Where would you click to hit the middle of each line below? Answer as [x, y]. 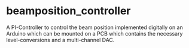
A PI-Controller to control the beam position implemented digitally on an [95, 27]
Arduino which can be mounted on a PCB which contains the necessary [94, 33]
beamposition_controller [68, 11]
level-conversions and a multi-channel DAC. [60, 40]
